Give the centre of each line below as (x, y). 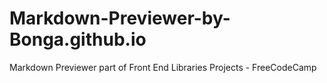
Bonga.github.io (78, 39)
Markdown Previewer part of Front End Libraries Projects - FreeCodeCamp (163, 67)
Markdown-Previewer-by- (120, 18)
